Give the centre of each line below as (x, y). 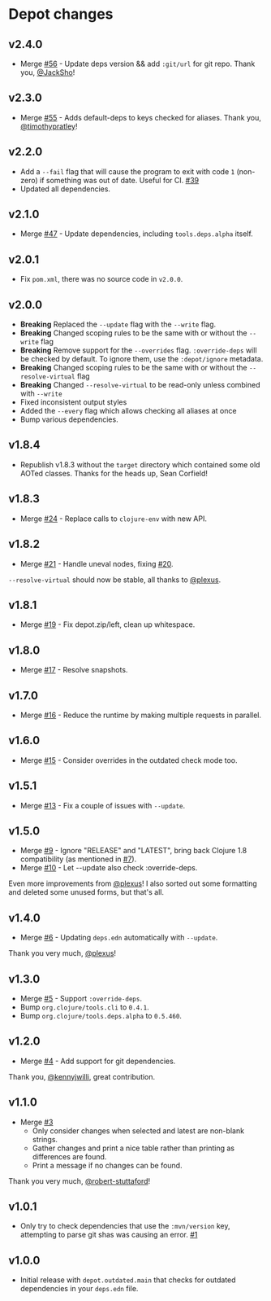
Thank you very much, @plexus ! (62, 953)
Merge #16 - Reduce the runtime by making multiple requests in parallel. (141, 715)
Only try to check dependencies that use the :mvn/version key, (125, 1226)
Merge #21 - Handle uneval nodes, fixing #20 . (97, 563)
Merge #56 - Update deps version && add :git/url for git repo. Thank (138, 64)
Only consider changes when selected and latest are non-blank (138, 1130)
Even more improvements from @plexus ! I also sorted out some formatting (133, 883)
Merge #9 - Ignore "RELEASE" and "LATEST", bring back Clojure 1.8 (133, 851)
